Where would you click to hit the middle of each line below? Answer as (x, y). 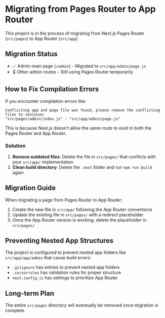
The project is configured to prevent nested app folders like (65, 252)
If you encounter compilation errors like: (46, 101)
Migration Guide (30, 188)
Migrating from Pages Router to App (81, 9)
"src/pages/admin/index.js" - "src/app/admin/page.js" (63, 119)
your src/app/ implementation (43, 162)
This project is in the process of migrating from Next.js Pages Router (75, 33)
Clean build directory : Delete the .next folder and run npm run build (82, 167)
